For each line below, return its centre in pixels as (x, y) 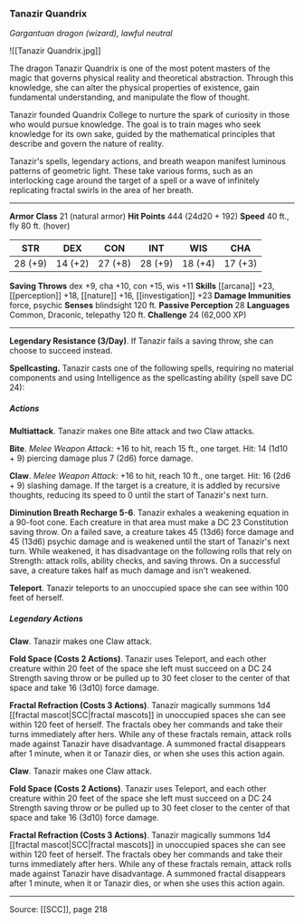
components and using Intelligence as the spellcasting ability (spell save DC (151, 378)
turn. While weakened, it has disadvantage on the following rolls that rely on (151, 551)
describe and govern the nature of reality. (87, 144)
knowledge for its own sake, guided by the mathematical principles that (142, 134)
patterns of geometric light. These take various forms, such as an (131, 171)
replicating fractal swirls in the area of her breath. (102, 190)
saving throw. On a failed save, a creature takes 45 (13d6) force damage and (152, 532)
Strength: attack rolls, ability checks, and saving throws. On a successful (145, 561)
